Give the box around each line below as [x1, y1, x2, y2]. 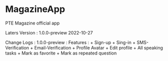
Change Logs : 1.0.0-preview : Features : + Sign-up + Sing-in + [5, 39, 136, 45]
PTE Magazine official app [5, 20, 60, 26]
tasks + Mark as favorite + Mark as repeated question [5, 50, 117, 56]
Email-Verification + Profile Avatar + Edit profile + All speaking [34, 44, 163, 50]
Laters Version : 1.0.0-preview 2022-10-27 [5, 29, 93, 35]
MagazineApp [5, 3, 66, 15]
